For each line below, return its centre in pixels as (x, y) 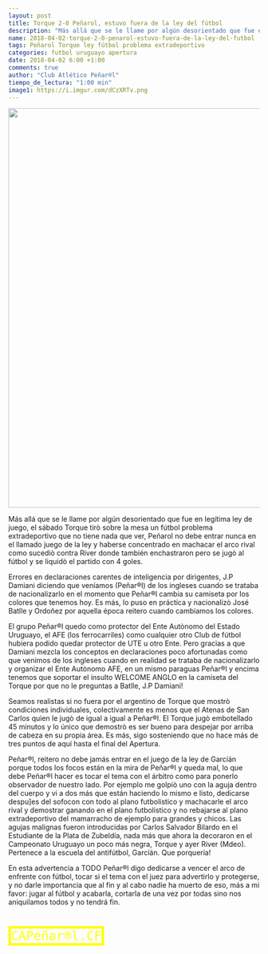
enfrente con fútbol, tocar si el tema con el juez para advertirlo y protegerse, (134, 876)
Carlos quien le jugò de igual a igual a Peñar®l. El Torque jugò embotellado (130, 718)
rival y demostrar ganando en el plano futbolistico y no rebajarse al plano (128, 810)
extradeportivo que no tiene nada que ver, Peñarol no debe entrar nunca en (132, 536)
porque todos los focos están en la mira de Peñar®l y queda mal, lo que (126, 768)
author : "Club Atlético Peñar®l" (64, 75)
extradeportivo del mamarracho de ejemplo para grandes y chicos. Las (125, 819)
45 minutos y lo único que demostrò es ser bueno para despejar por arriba (131, 727)
